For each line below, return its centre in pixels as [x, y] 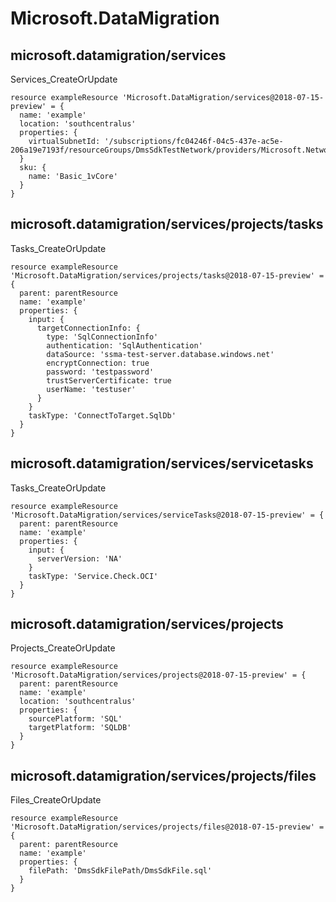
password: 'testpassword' [100, 372]
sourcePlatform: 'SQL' [75, 719]
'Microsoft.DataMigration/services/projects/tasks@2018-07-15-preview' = [167, 275]
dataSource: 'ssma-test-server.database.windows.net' [160, 354]
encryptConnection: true [98, 363]
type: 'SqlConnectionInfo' [102, 337]
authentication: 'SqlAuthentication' [124, 345]
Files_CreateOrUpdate [56, 800]
